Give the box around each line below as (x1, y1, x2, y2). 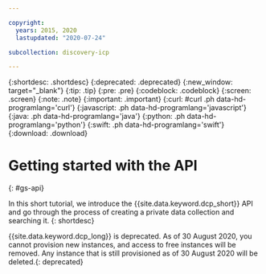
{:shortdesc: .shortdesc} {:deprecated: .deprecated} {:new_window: (8, 77, 233, 87)
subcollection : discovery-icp (8, 48, 110, 56)
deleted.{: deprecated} (8, 257, 84, 267)
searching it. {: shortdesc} (8, 216, 95, 226)
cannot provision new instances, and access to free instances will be (8, 240, 237, 250)
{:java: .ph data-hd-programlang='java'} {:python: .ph (8, 112, 186, 121)
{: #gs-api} (8, 183, 45, 193)
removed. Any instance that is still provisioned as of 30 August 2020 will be (8, 248, 259, 258)
